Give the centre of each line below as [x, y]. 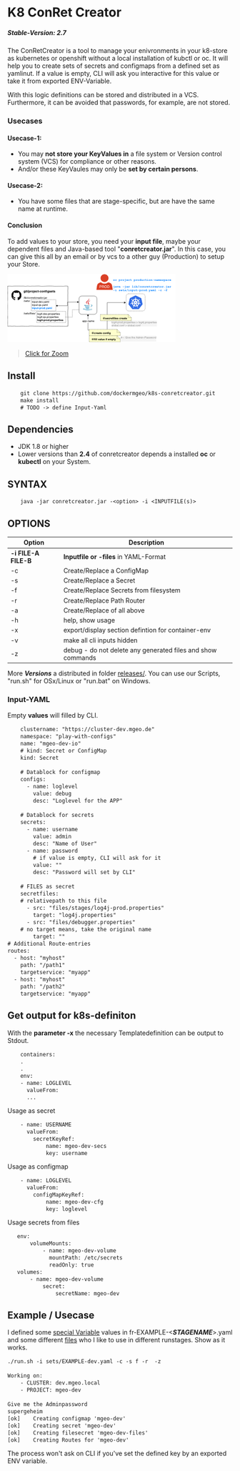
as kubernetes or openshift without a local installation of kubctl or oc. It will [118, 59]
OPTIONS [29, 524]
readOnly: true [71, 1265]
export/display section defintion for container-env [137, 630]
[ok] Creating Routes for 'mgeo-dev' [69, 1440]
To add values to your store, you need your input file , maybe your [104, 241]
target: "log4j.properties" [75, 915]
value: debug [52, 793]
